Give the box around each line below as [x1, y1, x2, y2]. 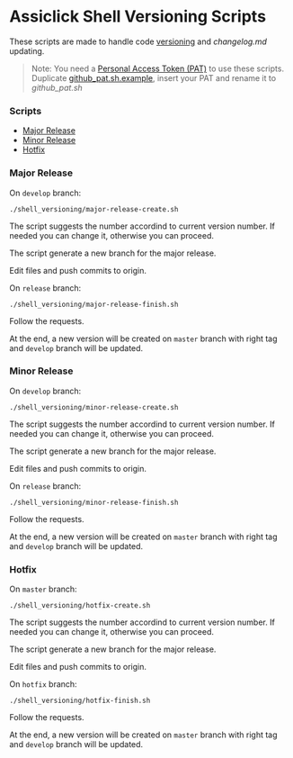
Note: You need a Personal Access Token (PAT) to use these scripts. [31, 63, 285, 74]
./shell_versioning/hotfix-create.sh [9, 601, 151, 610]
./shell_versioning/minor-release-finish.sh [9, 498, 179, 507]
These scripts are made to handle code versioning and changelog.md [9, 36, 267, 47]
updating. [9, 45, 45, 56]
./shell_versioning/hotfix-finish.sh [9, 696, 151, 706]
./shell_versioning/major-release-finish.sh [9, 300, 179, 309]
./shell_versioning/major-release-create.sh [9, 204, 179, 213]
